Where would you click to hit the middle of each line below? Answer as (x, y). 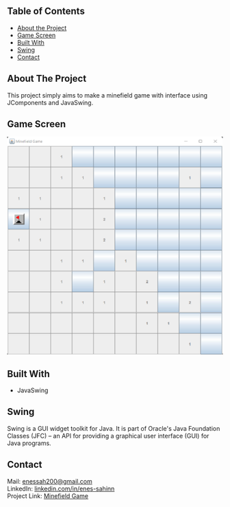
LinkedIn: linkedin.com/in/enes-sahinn (61, 488)
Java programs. (29, 443)
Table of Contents (46, 11)
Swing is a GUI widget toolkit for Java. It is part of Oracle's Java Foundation (114, 428)
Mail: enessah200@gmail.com (50, 481)
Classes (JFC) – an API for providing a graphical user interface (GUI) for (108, 436)
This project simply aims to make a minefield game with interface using (107, 95)
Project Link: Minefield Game (48, 496)
